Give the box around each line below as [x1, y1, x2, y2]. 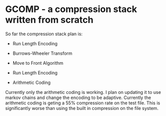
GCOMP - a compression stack [5, 4, 138, 15]
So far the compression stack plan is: [5, 31, 82, 37]
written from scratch [5, 14, 94, 26]
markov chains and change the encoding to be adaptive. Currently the [5, 94, 151, 100]
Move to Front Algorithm [12, 60, 64, 66]
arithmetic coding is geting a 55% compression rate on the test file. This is [5, 99, 160, 106]
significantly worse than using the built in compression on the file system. [5, 105, 159, 111]
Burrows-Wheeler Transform [12, 50, 72, 56]
